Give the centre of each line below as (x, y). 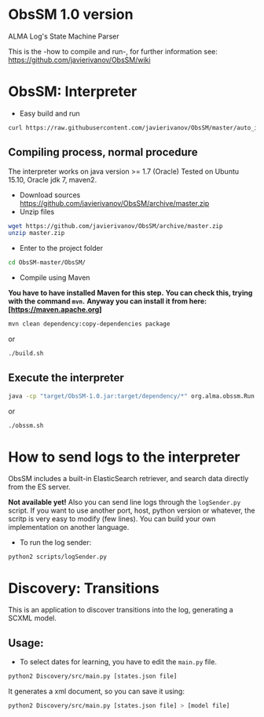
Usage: (26, 643)
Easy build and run (49, 113)
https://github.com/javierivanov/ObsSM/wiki (79, 60)
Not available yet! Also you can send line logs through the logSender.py (125, 502)
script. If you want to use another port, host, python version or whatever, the (132, 511)
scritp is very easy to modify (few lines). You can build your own (112, 519)
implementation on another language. (69, 528)
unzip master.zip (37, 233)
